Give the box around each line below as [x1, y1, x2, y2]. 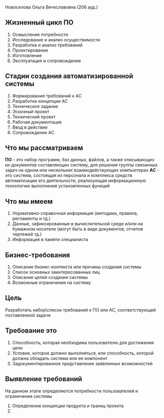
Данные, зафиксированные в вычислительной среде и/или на [12, 221, 143, 227]
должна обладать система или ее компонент [12, 355, 107, 361]
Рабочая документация [12, 119, 62, 125]
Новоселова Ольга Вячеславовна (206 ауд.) [5, 4, 98, 10]
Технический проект [12, 113, 56, 120]
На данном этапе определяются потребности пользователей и [5, 388, 138, 394]
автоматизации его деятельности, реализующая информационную [5, 177, 146, 184]
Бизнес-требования [5, 251, 70, 259]
